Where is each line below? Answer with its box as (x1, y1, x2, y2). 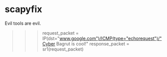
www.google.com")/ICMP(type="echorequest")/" (59, 35, 162, 41)
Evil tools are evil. (5, 20, 41, 26)
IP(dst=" (42, 35, 60, 41)
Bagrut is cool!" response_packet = (56, 40, 130, 46)
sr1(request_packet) (42, 46, 84, 52)
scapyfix (5, 4, 42, 15)
